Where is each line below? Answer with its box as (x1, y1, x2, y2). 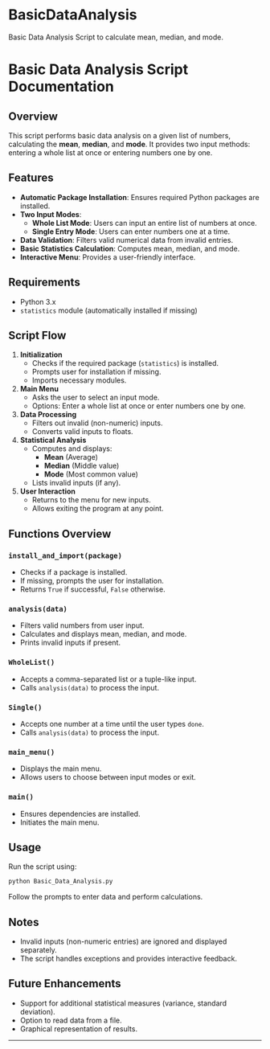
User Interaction (19, 486, 76, 496)
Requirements (8, 276, 80, 289)
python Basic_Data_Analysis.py (8, 878, 113, 886)
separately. (19, 945, 58, 955)
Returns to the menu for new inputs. (31, 495, 151, 505)
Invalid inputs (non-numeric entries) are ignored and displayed (19, 936, 227, 946)
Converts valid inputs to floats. (31, 427, 134, 436)
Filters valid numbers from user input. (19, 621, 145, 630)
